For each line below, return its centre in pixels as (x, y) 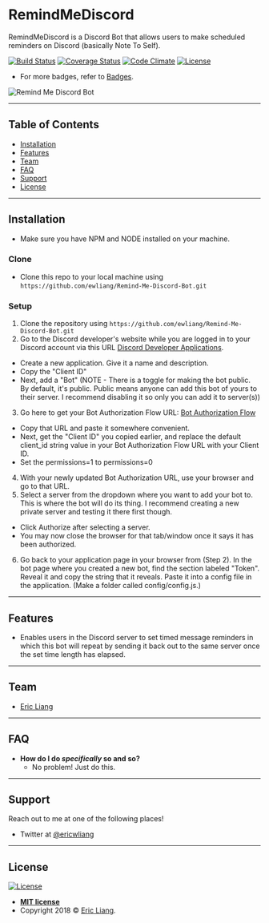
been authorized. (48, 544)
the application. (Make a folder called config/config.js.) (110, 586)
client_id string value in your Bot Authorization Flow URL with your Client (139, 445)
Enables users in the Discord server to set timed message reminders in (137, 637)
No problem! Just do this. (74, 767)
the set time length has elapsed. (72, 654)
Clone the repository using (64, 324)
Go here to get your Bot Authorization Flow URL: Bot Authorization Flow (138, 413)
